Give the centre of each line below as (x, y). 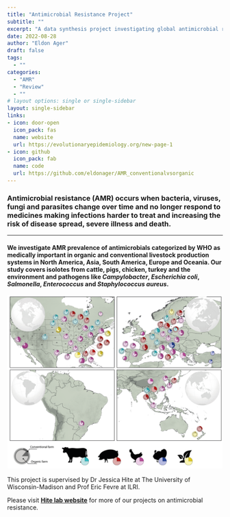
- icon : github (29, 152)
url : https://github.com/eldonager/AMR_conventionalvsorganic (104, 174)
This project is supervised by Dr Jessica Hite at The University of (99, 479)
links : (16, 116)
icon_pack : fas (35, 130)
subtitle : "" (26, 22)
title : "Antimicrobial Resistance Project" (70, 14)
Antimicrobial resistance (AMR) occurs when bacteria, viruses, (114, 198)
